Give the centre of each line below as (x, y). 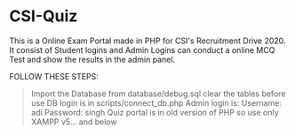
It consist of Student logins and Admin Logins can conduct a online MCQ (142, 49)
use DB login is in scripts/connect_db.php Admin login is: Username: (156, 102)
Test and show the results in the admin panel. (92, 59)
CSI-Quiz (44, 16)
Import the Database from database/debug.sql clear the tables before (158, 94)
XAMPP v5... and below (74, 122)
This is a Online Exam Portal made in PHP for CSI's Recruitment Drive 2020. (147, 41)
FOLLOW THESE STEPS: (54, 76)
